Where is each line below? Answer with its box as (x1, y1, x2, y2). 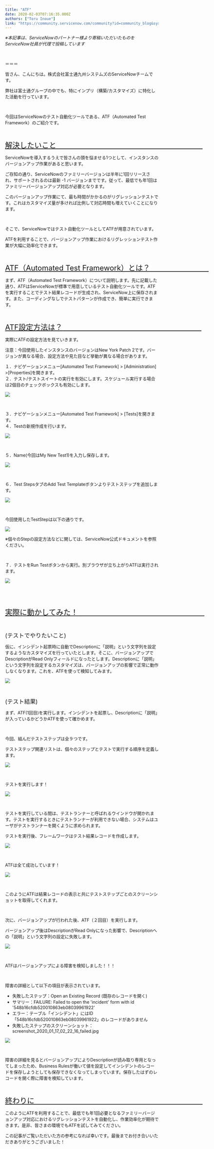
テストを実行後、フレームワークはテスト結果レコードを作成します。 (5, 833, 141, 839)
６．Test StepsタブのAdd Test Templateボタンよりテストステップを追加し (5, 482, 154, 487)
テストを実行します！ (5, 781, 48, 787)
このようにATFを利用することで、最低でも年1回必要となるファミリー (5, 1110, 142, 1116)
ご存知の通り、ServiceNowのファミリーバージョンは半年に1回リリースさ (5, 171, 151, 177)
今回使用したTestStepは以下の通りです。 (5, 517, 87, 523)
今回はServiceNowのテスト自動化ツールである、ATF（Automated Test (5, 114, 146, 120)
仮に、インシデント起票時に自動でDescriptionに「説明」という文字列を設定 (5, 644, 156, 650)
